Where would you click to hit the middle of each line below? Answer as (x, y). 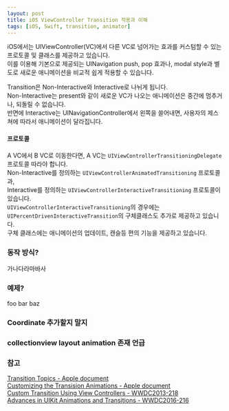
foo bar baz (23, 304)
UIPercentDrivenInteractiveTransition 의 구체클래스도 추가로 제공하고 (104, 215)
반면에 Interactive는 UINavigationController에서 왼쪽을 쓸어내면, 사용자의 (107, 113)
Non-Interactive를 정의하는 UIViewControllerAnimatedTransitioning (102, 172)
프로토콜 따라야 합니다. (37, 164)
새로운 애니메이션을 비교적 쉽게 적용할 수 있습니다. (87, 72)
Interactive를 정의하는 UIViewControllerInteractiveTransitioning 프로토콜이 (114, 189)
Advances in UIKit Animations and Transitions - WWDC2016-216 (98, 401)
